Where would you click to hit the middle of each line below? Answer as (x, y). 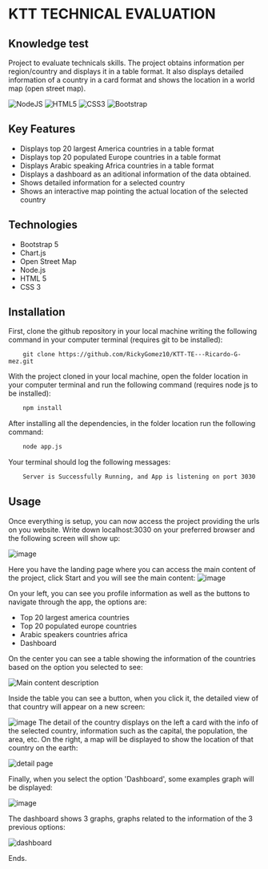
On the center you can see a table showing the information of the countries (132, 658)
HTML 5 (33, 278)
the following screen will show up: (64, 538)
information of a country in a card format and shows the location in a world (132, 80)
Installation (37, 313)
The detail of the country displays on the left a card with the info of (148, 722)
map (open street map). (47, 88)
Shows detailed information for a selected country (102, 182)
